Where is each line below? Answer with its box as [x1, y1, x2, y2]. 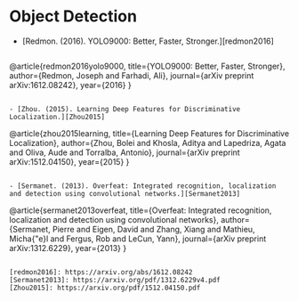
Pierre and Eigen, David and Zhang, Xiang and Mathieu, [52, 224, 255, 234]
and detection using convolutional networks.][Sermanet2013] [9, 189, 241, 198]
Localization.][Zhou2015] [9, 112, 105, 121]
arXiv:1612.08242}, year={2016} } [9, 79, 132, 90]
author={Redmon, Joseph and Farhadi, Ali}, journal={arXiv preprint [9, 69, 254, 81]
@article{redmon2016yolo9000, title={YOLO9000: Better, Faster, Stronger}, [9, 61, 286, 71]
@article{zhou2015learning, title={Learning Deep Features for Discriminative [9, 127, 290, 139]
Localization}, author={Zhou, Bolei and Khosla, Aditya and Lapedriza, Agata [9, 137, 286, 148]
